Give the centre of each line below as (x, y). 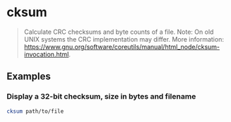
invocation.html (46, 54)
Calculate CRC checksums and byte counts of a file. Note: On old (119, 32)
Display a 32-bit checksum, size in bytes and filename (101, 97)
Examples (29, 77)
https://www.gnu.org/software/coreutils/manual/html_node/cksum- (122, 47)
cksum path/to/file (35, 111)
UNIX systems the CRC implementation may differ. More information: (124, 39)
